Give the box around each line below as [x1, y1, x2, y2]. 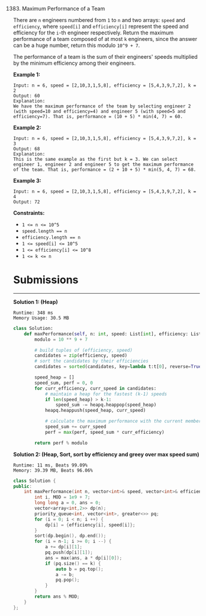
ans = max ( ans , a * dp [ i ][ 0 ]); [44, 555, 123, 561]
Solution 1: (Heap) [13, 298, 59, 305]
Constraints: [13, 209, 45, 216]
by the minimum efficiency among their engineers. [13, 59, 136, 66]
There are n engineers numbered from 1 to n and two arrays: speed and [13, 17, 186, 23]
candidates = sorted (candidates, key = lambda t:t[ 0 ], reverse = [34, 364, 191, 370]
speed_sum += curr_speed [44, 424, 107, 430]
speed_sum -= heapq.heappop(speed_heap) [55, 402, 157, 408]
